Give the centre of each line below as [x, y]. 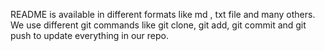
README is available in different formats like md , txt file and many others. [163, 14]
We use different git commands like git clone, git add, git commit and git [158, 25]
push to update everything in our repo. [89, 35]
